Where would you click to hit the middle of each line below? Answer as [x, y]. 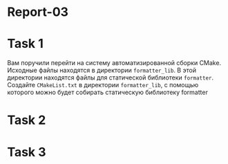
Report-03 [38, 12]
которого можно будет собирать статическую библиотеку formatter [108, 92]
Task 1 [25, 44]
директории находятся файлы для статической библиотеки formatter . [111, 78]
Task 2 [27, 120]
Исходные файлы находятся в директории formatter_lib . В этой [102, 71]
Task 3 [27, 152]
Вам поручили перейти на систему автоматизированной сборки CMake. [114, 63]
